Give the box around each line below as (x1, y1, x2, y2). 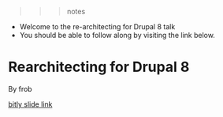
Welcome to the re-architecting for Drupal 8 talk (19, 22, 176, 31)
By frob (8, 84, 33, 93)
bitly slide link (8, 99, 53, 109)
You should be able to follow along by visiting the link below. (19, 31, 215, 40)
